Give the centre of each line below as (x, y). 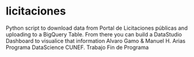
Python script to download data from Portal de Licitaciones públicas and (97, 28)
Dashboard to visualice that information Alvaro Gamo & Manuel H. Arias (96, 41)
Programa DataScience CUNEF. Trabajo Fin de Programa (77, 47)
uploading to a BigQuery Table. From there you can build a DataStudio (94, 34)
